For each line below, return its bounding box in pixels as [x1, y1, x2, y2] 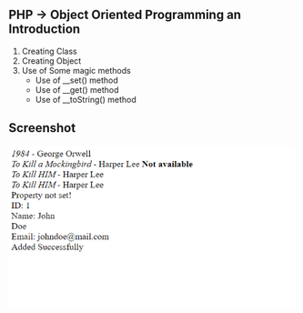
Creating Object [21, 55, 82, 66]
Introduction [8, 22, 81, 37]
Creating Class [21, 45, 78, 56]
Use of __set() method [35, 75, 119, 86]
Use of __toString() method [35, 94, 137, 105]
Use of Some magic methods [21, 65, 131, 76]
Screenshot [8, 120, 76, 136]
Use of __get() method [35, 84, 119, 95]
